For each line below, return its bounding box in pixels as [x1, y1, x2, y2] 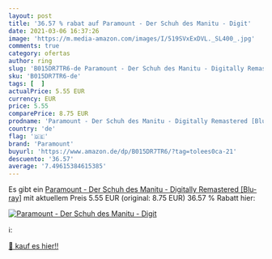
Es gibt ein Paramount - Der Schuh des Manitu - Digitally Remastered [8, 185, 239, 194]
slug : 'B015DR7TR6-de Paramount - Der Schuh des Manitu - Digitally [8, 65, 244, 73]
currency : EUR [8, 95, 57, 103]
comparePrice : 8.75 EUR [8, 110, 89, 118]
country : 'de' [8, 125, 57, 133]
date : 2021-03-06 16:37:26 [8, 27, 100, 35]
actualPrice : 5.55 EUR [8, 87, 85, 96]
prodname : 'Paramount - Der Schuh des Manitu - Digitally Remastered [8, 117, 249, 125]
